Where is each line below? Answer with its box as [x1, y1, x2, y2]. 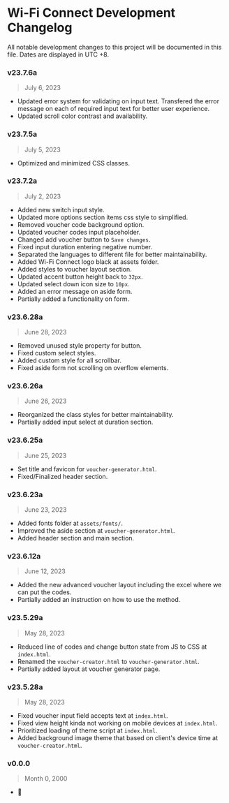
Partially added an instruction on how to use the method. [17, 596, 181, 604]
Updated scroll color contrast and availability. [17, 112, 148, 120]
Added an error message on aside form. [17, 287, 133, 295]
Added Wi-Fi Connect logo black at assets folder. [17, 257, 159, 266]
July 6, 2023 [24, 84, 61, 92]
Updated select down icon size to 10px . [17, 279, 131, 288]
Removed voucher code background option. [17, 220, 145, 228]
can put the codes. [17, 588, 72, 596]
